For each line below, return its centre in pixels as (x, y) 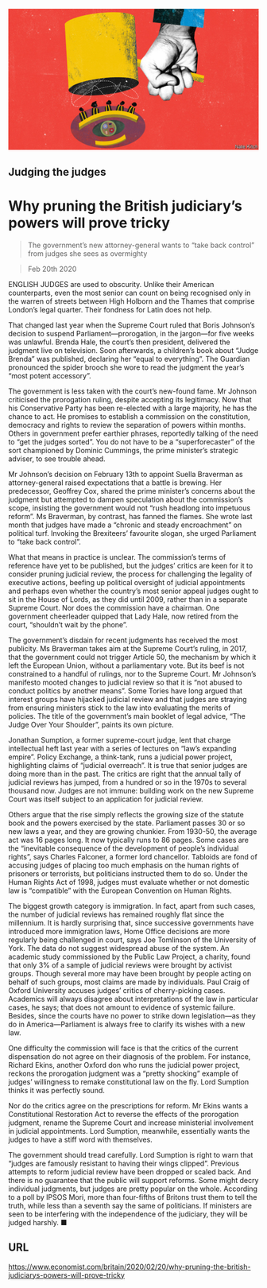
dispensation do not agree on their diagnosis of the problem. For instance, (130, 1056)
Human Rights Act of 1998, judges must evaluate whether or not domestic (129, 882)
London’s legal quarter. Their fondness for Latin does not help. (110, 309)
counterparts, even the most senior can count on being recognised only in (130, 293)
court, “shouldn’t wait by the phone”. (68, 624)
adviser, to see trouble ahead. (57, 459)
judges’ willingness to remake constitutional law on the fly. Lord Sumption (128, 1081)
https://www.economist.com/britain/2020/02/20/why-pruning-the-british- (130, 1267)
